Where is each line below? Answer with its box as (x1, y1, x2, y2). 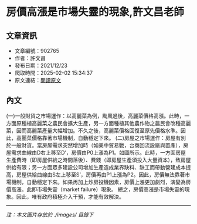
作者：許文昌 (14, 55, 46, 62)
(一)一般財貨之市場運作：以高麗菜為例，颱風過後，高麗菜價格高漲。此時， (6, 112, 185, 119)
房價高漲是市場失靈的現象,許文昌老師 (6, 5, 185, 19)
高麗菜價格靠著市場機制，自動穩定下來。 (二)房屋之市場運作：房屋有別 (16, 134, 186, 141)
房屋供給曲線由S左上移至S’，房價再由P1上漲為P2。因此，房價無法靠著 (16, 171, 185, 178)
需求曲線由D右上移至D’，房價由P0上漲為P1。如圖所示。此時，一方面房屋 (11, 149, 186, 156)
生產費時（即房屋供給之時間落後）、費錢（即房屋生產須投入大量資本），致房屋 (6, 156, 191, 163)
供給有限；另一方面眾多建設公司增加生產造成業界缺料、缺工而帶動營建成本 (6, 163, 186, 170)
